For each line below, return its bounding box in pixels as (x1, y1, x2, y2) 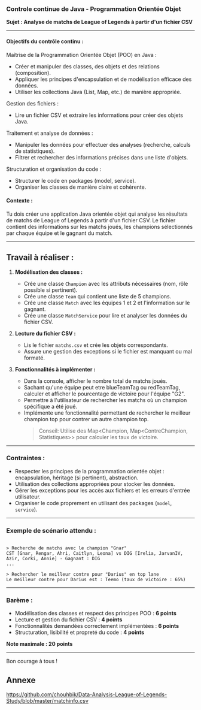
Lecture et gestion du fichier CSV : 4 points (14, 616, 123, 623)
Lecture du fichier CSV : (14, 330, 76, 337)
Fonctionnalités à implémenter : (14, 365, 96, 373)
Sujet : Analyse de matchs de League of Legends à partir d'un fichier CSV (6, 19, 193, 26)
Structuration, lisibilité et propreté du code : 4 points (14, 629, 145, 636)
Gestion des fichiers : (6, 99, 59, 107)
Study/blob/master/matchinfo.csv (6, 697, 89, 705)
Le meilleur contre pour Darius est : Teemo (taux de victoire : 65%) (6, 577, 186, 583)
